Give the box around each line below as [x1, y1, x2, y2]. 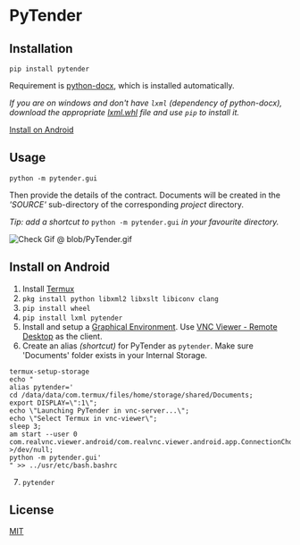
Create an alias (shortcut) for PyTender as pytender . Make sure [21, 340, 254, 351]
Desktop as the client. [21, 331, 103, 341]
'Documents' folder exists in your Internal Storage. [21, 349, 208, 360]
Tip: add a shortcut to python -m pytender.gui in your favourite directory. [9, 216, 279, 227]
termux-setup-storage [9, 367, 90, 376]
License [9, 502, 54, 518]
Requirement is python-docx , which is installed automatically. [9, 80, 235, 90]
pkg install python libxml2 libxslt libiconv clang [21, 294, 219, 304]
